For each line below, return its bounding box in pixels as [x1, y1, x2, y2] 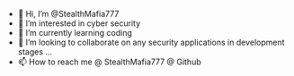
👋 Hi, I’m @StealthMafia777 [17, 9, 120, 19]
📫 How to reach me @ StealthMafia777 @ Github [17, 56, 202, 67]
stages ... [17, 46, 52, 57]
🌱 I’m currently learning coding [17, 28, 133, 38]
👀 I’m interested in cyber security [17, 18, 141, 29]
